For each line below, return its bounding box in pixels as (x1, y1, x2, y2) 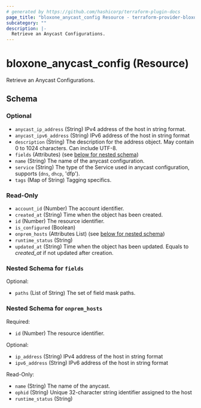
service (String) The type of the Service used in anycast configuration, (14, 163, 190, 170)
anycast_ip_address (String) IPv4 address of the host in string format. (14, 125, 187, 132)
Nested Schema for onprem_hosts (6, 305, 103, 313)
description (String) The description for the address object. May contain (14, 138, 194, 145)
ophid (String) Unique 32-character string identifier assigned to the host (14, 388, 193, 395)
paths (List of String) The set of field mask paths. (14, 290, 136, 297)
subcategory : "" (6, 20, 47, 26)
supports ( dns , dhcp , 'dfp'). (14, 170, 80, 177)
